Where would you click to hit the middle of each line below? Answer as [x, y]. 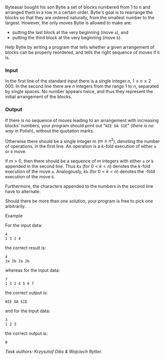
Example [14, 216]
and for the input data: [28, 311]
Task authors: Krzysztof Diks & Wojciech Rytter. [54, 352]
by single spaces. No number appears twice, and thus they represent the [79, 92]
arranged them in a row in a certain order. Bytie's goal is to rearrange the [79, 12]
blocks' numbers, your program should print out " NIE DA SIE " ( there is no [79, 126]
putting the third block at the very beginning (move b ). [67, 37]
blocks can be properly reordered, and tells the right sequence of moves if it [82, 52]
